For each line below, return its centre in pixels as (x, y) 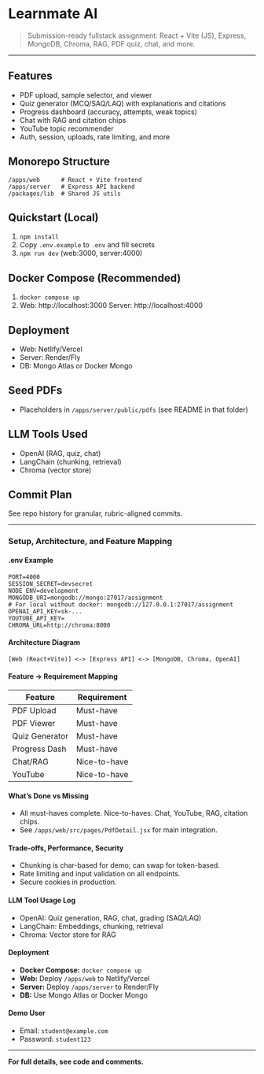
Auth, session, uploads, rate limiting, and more (95, 137)
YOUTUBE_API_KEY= (37, 618)
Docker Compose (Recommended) (95, 278)
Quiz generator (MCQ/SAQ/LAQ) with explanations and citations (123, 103)
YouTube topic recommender (66, 128)
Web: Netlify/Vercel (51, 349)
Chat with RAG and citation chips (73, 120)
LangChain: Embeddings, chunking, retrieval (91, 926)
